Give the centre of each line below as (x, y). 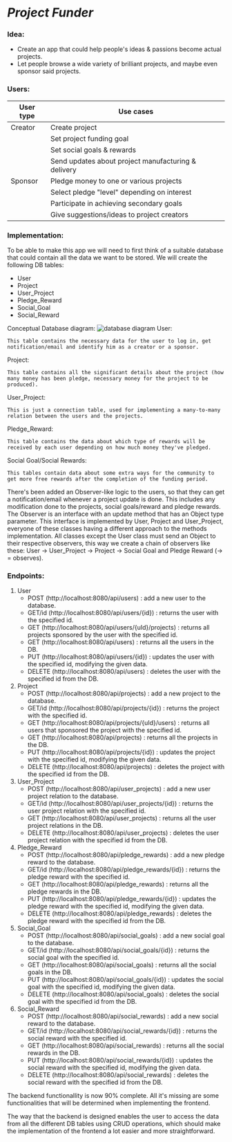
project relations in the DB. (65, 826)
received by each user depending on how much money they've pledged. (109, 448)
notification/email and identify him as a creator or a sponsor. (103, 347)
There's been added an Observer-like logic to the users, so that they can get (116, 492)
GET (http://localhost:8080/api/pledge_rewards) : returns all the (118, 884)
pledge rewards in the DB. (65, 891)
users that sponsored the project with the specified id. (104, 730)
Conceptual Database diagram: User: (90, 329)
